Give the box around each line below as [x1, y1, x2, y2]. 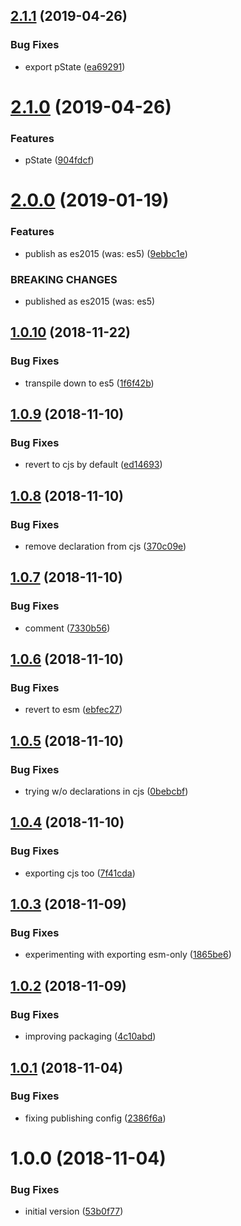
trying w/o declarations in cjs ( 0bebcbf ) [24, 785, 189, 798]
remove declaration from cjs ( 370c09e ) [24, 540, 187, 553]
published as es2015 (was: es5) [24, 295, 156, 307]
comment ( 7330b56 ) [24, 622, 111, 634]
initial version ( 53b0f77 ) [24, 1205, 124, 1218]
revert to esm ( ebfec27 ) [24, 704, 123, 716]
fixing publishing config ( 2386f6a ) [24, 1112, 167, 1124]
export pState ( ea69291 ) [24, 60, 126, 73]
